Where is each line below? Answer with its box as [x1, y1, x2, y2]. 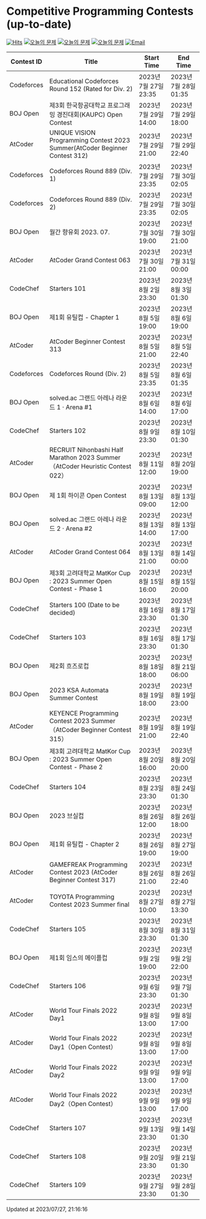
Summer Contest [49, 693, 98, 702]
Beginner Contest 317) [49, 876, 116, 884]
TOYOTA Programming [49, 892, 115, 901]
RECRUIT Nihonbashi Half [49, 445, 124, 454]
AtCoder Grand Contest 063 [49, 256, 131, 264]
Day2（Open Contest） [49, 1099, 117, 1108]
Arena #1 [65, 402, 93, 411]
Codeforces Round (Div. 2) [49, 369, 127, 378]
